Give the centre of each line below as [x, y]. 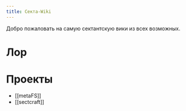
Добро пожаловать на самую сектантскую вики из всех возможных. [93, 28]
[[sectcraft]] [29, 102]
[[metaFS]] [28, 96]
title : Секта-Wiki [29, 12]
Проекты [30, 79]
